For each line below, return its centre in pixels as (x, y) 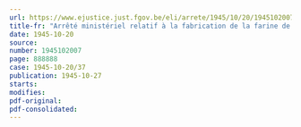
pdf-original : (36, 101)
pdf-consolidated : (43, 109)
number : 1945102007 (46, 51)
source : (24, 42)
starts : (24, 84)
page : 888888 (34, 59)
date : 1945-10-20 (42, 34)
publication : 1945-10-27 (56, 76)
